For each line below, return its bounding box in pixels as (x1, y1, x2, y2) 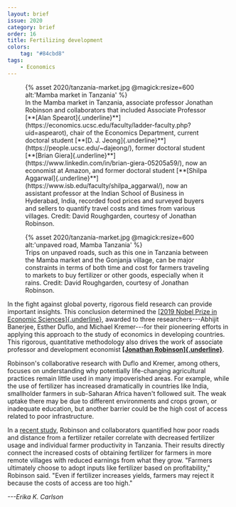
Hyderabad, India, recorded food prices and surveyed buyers (25, 197, 205, 205)
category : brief (7, 23, 55, 31)
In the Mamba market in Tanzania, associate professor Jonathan (25, 98, 213, 107)
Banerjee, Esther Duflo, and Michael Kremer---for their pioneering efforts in (7, 322, 229, 331)
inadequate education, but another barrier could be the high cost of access (7, 404, 227, 413)
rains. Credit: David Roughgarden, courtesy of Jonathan (25, 278, 189, 287)
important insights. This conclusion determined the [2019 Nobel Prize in (7, 307, 218, 315)
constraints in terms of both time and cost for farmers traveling (25, 263, 210, 271)
